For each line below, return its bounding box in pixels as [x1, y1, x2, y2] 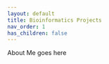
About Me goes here [7, 49, 67, 57]
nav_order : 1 [7, 23, 46, 30]
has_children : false [7, 29, 68, 37]
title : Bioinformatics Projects [7, 17, 102, 24]
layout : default [7, 10, 55, 17]
